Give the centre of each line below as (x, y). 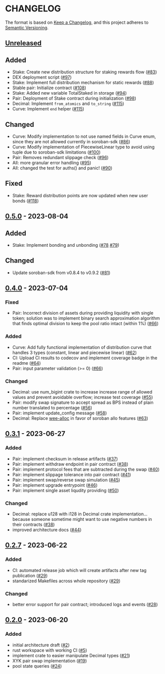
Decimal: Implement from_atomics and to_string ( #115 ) (68, 104)
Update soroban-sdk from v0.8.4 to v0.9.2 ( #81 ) (61, 273)
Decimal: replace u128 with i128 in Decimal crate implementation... (80, 514)
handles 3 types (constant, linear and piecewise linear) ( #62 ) (75, 352)
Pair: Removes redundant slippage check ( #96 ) (60, 157)
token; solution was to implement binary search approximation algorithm (86, 318)
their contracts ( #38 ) (33, 525)
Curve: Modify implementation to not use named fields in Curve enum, (84, 136)
